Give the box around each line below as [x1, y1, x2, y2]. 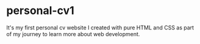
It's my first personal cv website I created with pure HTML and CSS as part [6, 24, 194, 31]
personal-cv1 [6, 4, 74, 18]
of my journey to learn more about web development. [6, 30, 140, 37]
